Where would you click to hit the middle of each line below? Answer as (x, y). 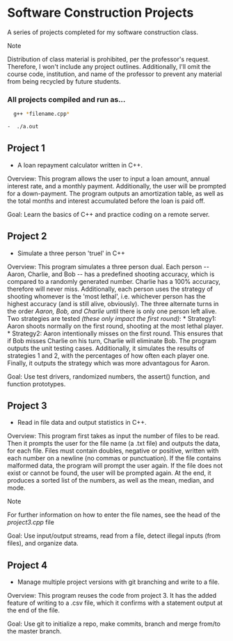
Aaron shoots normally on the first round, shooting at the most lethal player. (115, 326)
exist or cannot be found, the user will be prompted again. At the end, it (109, 473)
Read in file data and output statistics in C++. (82, 423)
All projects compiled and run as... (66, 99)
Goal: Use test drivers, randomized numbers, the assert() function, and (109, 376)
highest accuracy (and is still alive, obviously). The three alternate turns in (113, 303)
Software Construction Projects (101, 13)
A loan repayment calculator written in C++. (80, 165)
